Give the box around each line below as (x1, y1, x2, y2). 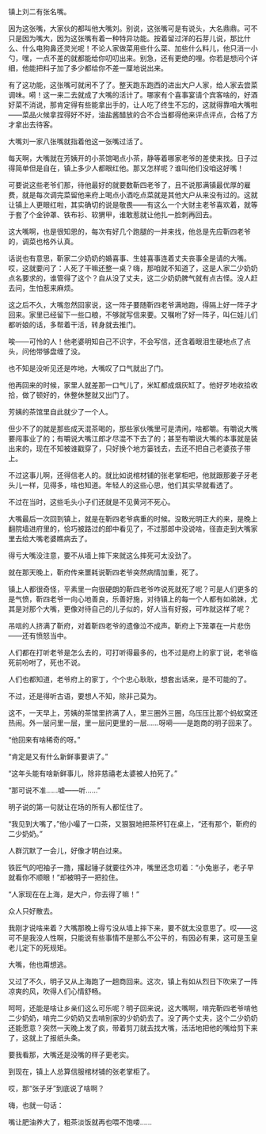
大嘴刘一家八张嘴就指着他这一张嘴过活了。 (8, 137, 147, 146)
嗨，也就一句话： (8, 1101, 64, 1109)
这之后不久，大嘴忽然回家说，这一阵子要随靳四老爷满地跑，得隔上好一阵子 (8, 300, 251, 309)
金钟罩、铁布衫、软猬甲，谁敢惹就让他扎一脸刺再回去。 (35, 210, 216, 220)
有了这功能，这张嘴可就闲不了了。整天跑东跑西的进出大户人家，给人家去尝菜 (8, 80, 258, 90)
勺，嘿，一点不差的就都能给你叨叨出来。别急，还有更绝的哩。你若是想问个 (8, 54, 251, 63)
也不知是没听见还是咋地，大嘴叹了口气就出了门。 (8, 364, 168, 372)
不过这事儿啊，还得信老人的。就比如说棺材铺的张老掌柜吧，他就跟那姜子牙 (8, 471, 251, 479)
